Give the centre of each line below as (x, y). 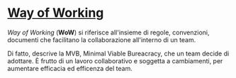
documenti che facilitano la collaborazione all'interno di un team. (102, 39)
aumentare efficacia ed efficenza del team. (70, 68)
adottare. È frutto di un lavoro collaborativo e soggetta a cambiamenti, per (115, 60)
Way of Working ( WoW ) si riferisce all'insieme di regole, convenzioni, (108, 32)
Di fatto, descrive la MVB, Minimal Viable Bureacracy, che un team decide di (118, 53)
